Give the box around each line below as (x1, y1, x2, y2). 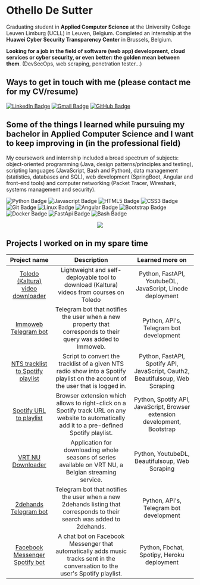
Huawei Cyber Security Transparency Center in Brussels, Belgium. (6, 36, 173, 43)
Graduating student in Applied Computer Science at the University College (6, 23, 191, 30)
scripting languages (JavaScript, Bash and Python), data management (6, 167, 179, 174)
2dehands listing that (61, 500, 121, 509)
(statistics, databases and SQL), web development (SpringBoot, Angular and (6, 173, 193, 180)
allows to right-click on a (56, 399, 126, 408)
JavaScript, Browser (133, 403, 190, 411)
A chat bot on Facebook (57, 532, 125, 540)
